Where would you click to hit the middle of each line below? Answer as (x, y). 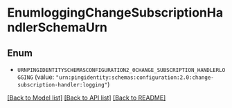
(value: (44, 77)
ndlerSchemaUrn (57, 27)
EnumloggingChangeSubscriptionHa (115, 13)
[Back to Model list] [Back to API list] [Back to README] (87, 98)
